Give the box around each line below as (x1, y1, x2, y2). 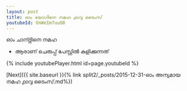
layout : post (6, 8, 39, 15)
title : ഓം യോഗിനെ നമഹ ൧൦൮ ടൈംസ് (6, 14, 103, 20)
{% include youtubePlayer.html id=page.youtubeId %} (6, 60, 139, 67)
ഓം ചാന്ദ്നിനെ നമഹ (6, 36, 57, 43)
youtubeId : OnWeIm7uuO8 (6, 20, 66, 26)
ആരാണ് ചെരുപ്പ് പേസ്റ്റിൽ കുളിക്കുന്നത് (14, 48, 109, 55)
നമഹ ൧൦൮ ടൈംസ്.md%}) (6, 78, 73, 85)
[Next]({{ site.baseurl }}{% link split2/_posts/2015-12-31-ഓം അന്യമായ (6, 71, 181, 79)
